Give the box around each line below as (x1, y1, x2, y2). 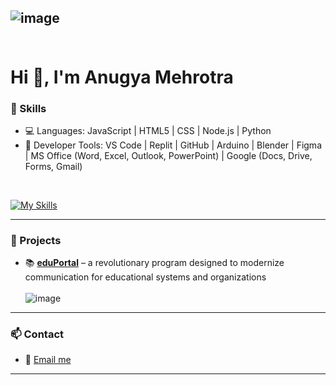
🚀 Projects (10, 233, 62, 247)
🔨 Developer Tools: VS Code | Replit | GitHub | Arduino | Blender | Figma (24, 139, 322, 151)
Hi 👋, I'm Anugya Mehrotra (10, 66, 234, 88)
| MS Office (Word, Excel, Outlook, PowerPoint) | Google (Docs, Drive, (24, 149, 313, 161)
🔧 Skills (10, 101, 47, 115)
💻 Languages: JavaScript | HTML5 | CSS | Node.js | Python (24, 124, 272, 136)
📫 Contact (10, 327, 64, 341)
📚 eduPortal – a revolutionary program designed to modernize (24, 257, 285, 269)
